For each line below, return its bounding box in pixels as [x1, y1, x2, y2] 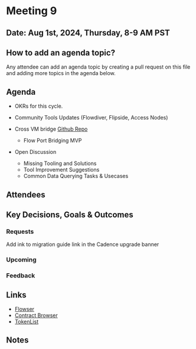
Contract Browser [14, 312, 58, 319]
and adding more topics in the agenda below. [6, 70, 116, 77]
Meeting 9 [6, 4, 57, 18]
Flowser [14, 305, 34, 312]
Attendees [6, 189, 45, 199]
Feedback [6, 272, 35, 280]
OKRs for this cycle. [14, 102, 63, 110]
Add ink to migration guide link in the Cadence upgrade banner [6, 241, 159, 248]
